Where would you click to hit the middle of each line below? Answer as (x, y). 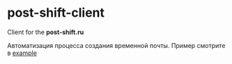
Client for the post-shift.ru (46, 32)
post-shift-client (56, 13)
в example (22, 53)
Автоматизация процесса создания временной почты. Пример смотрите (116, 45)
